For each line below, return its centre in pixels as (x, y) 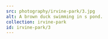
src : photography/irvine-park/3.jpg (50, 11)
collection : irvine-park (36, 22)
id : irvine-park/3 (28, 27)
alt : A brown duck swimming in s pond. (55, 17)
